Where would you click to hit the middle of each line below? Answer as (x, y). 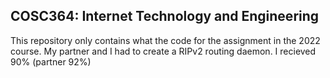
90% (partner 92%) (51, 61)
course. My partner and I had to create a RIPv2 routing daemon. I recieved (163, 51)
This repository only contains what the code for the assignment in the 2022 (165, 40)
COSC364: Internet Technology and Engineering (165, 16)
